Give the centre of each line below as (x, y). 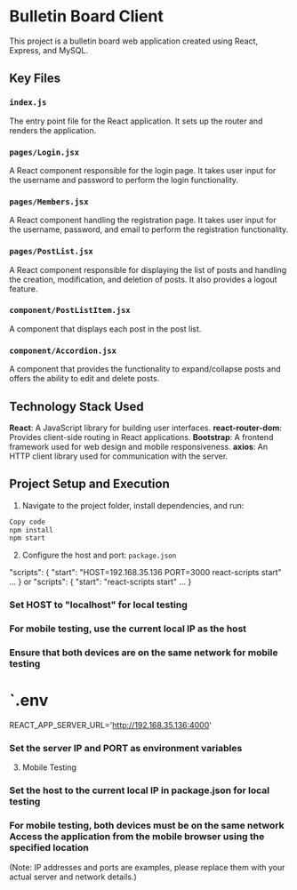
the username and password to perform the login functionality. (124, 180)
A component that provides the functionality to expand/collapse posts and (145, 369)
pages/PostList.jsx (51, 252)
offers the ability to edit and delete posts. (84, 379)
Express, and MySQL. (49, 50)
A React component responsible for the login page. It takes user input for (143, 170)
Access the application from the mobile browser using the (137, 837)
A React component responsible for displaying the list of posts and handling (148, 269)
